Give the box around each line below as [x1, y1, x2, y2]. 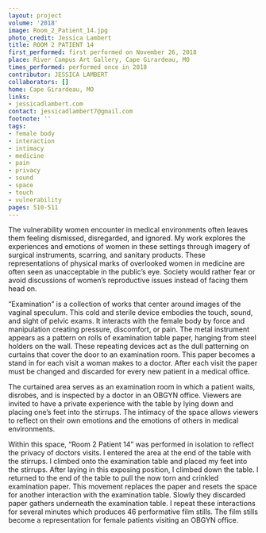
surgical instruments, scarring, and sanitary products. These [8, 251, 206, 260]
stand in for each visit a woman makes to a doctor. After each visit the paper [8, 359, 258, 368]
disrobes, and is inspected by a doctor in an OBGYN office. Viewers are [8, 390, 242, 401]
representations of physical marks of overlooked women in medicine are [8, 259, 245, 268]
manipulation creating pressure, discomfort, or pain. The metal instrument [8, 324, 250, 334]
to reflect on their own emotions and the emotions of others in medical [8, 416, 239, 425]
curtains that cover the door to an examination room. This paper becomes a [8, 350, 256, 359]
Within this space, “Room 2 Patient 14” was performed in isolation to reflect [8, 439, 254, 449]
